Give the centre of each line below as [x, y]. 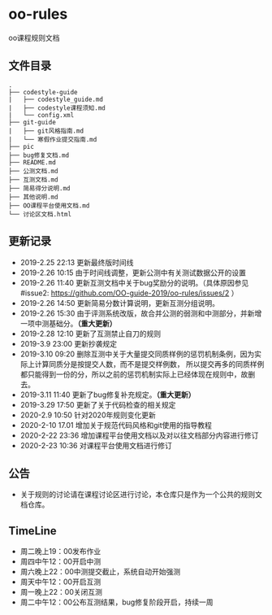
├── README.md [32, 162]
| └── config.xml [41, 115]
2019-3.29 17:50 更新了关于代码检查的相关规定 [98, 404]
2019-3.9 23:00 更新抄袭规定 [69, 343]
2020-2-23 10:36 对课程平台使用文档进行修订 [96, 445]
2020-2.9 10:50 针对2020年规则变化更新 [88, 415]
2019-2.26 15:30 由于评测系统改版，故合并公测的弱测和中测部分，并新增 [141, 313]
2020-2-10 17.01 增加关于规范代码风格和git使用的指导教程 [116, 425]
